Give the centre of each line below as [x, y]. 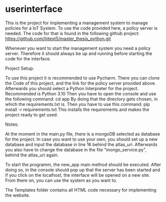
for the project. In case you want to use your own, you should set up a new [81, 139]
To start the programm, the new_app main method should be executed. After [83, 164]
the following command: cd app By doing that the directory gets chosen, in [81, 99]
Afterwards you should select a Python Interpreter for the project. [72, 88]
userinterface [34, 9]
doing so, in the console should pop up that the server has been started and [83, 170]
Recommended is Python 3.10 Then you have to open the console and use [81, 94]
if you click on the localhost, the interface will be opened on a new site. [78, 175]
